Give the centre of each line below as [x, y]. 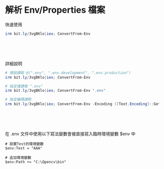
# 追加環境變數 [18, 158]
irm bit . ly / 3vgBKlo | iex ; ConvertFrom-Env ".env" [55, 91]
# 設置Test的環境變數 [24, 144]
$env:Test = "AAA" [24, 148]
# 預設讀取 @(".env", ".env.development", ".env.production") [68, 73]
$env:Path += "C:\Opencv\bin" [36, 162]
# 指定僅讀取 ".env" [24, 86]
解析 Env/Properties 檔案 [55, 10]
